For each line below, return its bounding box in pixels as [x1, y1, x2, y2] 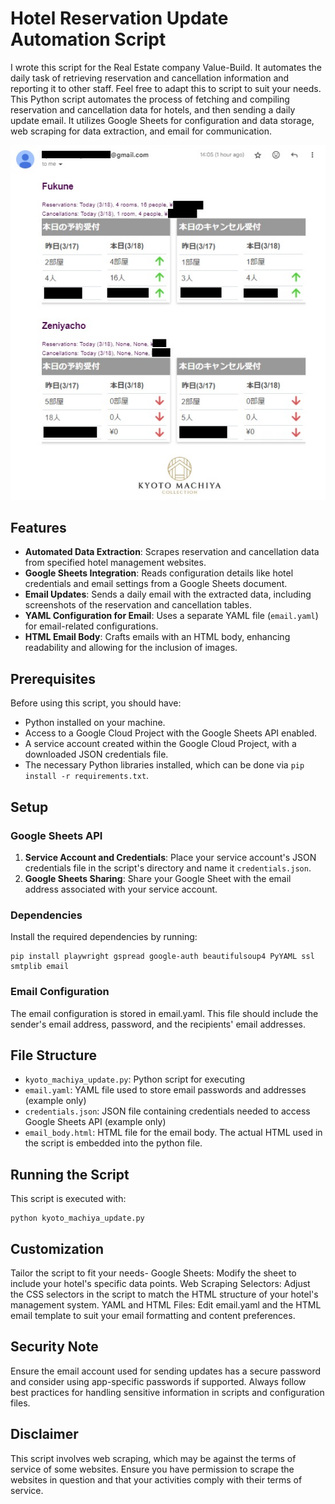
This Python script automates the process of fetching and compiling [10, 93, 290, 105]
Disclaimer [10, 1426, 79, 1443]
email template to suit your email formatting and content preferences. [10, 1309, 296, 1321]
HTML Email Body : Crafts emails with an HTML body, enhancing [24, 631, 291, 643]
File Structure [10, 1047, 97, 1064]
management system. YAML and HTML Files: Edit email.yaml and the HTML [10, 1298, 322, 1311]
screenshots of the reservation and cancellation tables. [24, 599, 252, 611]
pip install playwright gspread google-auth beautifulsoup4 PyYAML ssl [10, 952, 315, 962]
